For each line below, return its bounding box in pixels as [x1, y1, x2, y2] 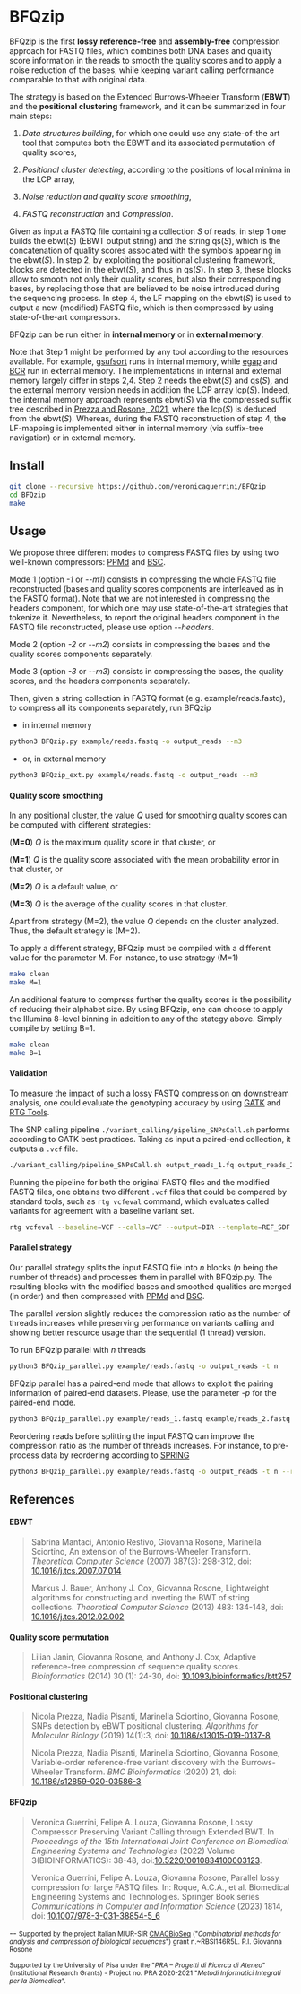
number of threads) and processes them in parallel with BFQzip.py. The [9, 1271, 273, 1282]
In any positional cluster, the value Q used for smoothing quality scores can [9, 810, 288, 821]
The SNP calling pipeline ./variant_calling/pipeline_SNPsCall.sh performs [9, 1123, 291, 1135]
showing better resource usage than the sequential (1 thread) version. [9, 1327, 266, 1338]
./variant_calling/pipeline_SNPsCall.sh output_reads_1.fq [9, 1160, 235, 1169]
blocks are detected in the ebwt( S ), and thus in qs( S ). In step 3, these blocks [9, 264, 292, 274]
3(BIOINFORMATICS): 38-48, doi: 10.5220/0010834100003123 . [30, 1854, 262, 1866]
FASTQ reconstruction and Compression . [21, 208, 174, 219]
